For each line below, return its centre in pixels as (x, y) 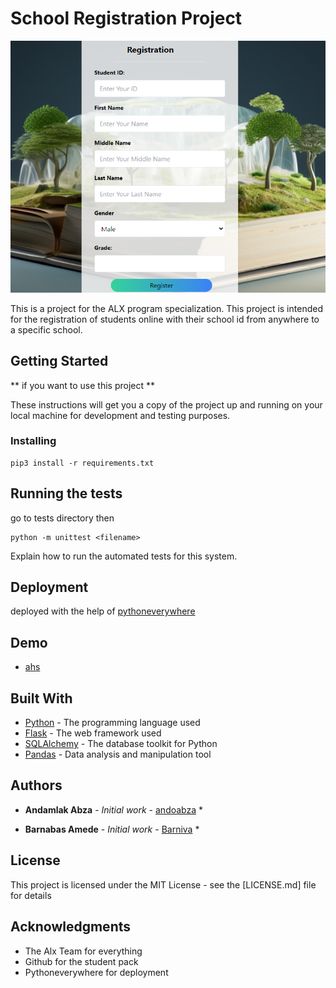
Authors (36, 785)
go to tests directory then (62, 518)
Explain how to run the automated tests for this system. (124, 556)
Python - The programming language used (112, 723)
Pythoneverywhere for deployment (96, 972)
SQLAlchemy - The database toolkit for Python (121, 744)
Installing (33, 441)
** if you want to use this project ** (83, 385)
